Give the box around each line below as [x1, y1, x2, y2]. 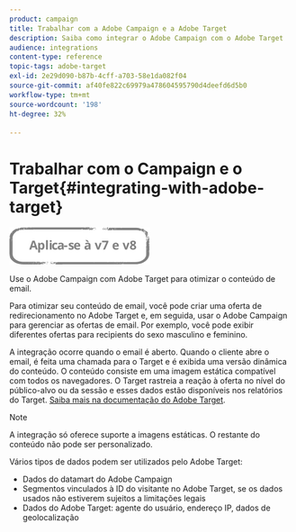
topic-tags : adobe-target [9, 62, 106, 71]
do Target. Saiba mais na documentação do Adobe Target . [9, 394, 227, 405]
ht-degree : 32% [9, 109, 67, 119]
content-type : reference [9, 52, 103, 62]
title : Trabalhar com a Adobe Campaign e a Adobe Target [9, 23, 228, 33]
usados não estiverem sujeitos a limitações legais [22, 493, 206, 504]
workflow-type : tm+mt [9, 90, 91, 99]
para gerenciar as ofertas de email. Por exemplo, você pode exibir [9, 320, 255, 330]
